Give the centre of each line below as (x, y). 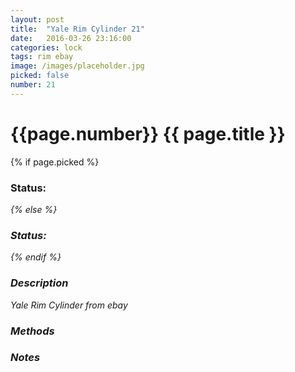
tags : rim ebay (42, 57)
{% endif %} (36, 257)
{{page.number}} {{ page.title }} (148, 133)
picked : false (40, 76)
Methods (32, 331)
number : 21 (33, 85)
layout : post (37, 19)
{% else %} (34, 209)
